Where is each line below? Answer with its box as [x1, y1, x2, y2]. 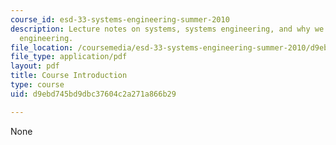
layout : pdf [10, 61, 60, 71]
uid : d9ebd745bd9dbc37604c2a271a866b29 [10, 89, 177, 99]
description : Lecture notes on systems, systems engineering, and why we [10, 24, 325, 34]
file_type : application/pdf [10, 52, 128, 62]
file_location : [10, 42, 74, 53]
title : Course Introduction [10, 71, 128, 81]
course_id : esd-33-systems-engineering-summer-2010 [10, 14, 230, 25]
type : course [10, 80, 65, 90]
